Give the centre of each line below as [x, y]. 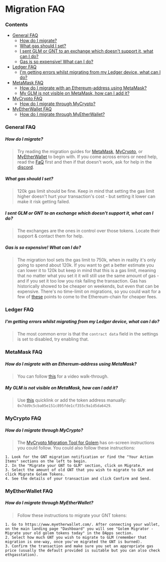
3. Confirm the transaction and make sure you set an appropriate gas [79, 546]
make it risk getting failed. [43, 202]
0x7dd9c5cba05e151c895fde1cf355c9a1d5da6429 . [64, 405]
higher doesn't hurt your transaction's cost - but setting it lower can [86, 196]
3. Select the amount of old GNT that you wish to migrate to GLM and [79, 470]
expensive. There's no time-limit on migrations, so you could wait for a [89, 291]
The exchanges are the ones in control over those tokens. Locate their [88, 231]
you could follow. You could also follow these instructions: [76, 448]
